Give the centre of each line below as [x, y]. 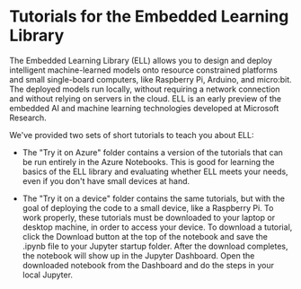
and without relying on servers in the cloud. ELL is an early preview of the [145, 98]
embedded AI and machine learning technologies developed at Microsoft [144, 108]
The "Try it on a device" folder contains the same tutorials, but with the [154, 198]
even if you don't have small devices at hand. [106, 180]
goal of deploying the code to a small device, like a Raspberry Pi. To [148, 207]
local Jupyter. [48, 275]
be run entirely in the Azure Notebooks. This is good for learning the [148, 162]
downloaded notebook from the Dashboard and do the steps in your [148, 265]
